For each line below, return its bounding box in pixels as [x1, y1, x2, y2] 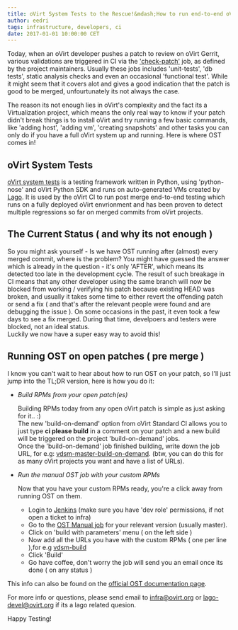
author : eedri [7, 17, 50, 24]
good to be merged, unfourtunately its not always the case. [7, 87, 180, 96]
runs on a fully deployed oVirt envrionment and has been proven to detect [7, 200, 223, 209]
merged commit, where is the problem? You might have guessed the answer [7, 254, 230, 263]
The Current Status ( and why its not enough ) [7, 228, 213, 241]
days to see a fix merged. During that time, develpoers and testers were [7, 314, 217, 323]
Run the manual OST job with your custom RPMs [17, 470, 161, 479]
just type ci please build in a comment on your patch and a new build [17, 426, 220, 435]
